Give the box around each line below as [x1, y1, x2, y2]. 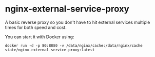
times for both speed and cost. [5, 24, 67, 30]
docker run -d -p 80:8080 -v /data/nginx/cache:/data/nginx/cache [5, 43, 143, 48]
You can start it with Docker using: [5, 34, 74, 40]
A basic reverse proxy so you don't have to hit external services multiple [5, 19, 150, 25]
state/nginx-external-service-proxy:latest [5, 47, 95, 52]
